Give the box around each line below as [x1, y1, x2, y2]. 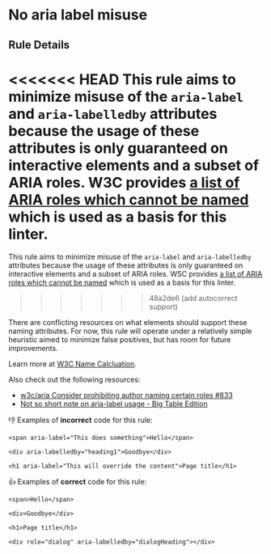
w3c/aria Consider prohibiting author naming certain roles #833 [19, 390, 233, 400]
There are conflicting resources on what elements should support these [8, 317, 248, 327]
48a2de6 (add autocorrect [149, 293, 238, 302]
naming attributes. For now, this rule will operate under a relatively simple [8, 326, 252, 336]
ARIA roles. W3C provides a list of [8, 173, 240, 192]
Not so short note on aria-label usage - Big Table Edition [19, 399, 208, 408]
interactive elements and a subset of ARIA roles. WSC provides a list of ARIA [8, 269, 263, 278]
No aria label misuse [8, 6, 148, 24]
